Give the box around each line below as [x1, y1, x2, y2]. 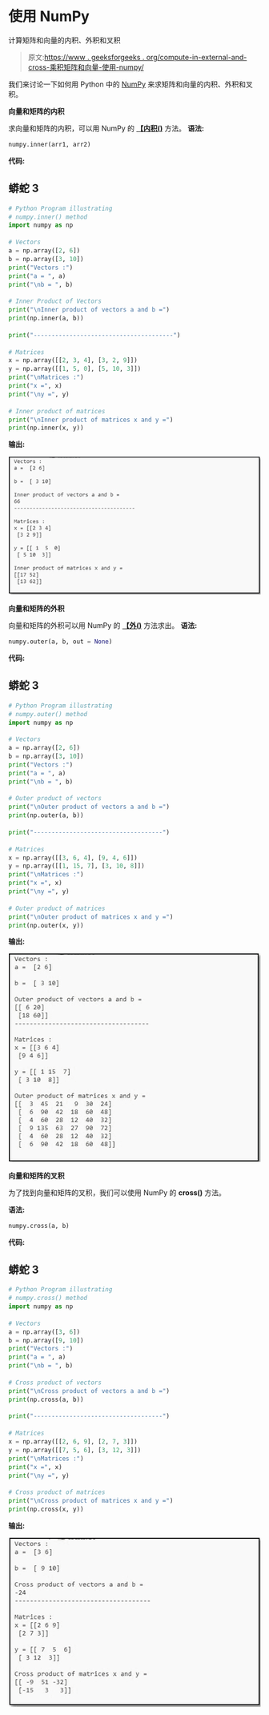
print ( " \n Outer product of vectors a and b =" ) [8, 803, 171, 811]
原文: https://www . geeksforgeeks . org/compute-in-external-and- [27, 52, 247, 62]
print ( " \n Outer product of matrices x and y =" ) [8, 912, 174, 921]
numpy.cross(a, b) [8, 1222, 70, 1230]
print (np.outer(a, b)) [8, 811, 84, 819]
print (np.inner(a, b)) [8, 314, 84, 322]
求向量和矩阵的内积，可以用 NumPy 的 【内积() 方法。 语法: [8, 123, 204, 133]
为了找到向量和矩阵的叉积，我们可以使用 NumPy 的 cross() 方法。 [8, 1187, 227, 1198]
